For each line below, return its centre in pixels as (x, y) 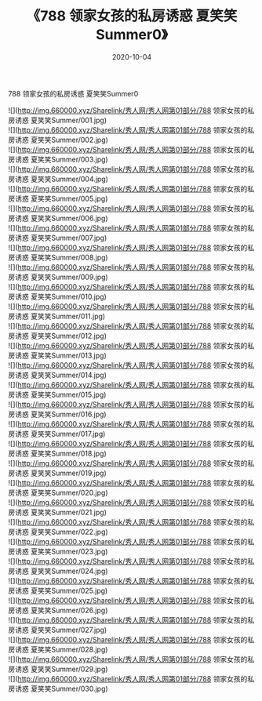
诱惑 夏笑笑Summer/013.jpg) (61, 355)
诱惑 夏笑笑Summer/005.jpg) (61, 198)
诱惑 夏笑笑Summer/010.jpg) (61, 296)
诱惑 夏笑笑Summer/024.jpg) (61, 571)
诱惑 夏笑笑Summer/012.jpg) (61, 336)
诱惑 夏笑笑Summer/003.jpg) (61, 159)
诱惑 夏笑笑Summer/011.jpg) (60, 316)
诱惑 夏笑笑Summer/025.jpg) (61, 590)
